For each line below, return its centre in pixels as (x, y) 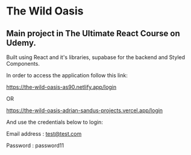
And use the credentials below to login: (55, 122)
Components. (23, 64)
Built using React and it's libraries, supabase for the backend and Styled (96, 57)
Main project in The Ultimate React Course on (93, 33)
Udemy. (21, 43)
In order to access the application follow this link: (67, 75)
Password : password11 (35, 145)
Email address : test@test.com (44, 134)
